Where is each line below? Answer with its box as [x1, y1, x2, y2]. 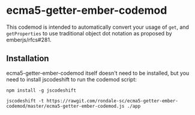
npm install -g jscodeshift [6, 87, 77, 93]
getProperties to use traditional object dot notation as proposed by [6, 29, 172, 37]
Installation [6, 53, 49, 63]
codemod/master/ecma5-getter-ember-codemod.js [6, 103, 125, 109]
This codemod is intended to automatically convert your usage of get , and [6, 23, 189, 31]
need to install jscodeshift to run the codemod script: [6, 75, 137, 83]
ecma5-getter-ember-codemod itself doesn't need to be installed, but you [6, 69, 190, 77]
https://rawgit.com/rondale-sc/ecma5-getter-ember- [46, 98, 179, 104]
